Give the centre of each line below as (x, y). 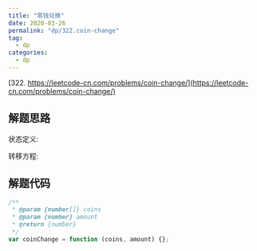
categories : (28, 53)
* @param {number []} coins (57, 210)
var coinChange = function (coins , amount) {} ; (89, 239)
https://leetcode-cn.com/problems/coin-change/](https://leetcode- (138, 82)
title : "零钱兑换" (37, 16)
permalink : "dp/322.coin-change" (64, 30)
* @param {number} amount (55, 217)
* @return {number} (44, 225)
